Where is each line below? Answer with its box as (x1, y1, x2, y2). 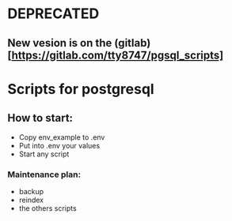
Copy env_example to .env (18, 132, 105, 142)
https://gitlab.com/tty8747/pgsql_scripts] (11, 48, 224, 62)
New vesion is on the (7, 36, 112, 50)
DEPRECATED (7, 5, 100, 23)
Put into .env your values (18, 140, 101, 150)
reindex (18, 195, 44, 204)
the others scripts (18, 203, 77, 213)
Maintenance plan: (7, 169, 81, 180)
